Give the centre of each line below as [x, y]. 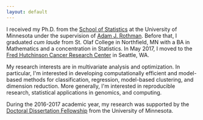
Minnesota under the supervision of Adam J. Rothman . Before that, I [92, 35]
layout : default [27, 12]
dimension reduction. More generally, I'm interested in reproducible [91, 86]
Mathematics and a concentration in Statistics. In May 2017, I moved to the [99, 48]
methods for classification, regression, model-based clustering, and [109, 79]
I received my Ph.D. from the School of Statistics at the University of [92, 29]
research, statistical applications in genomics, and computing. [84, 92]
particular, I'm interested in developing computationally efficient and [92, 73]
